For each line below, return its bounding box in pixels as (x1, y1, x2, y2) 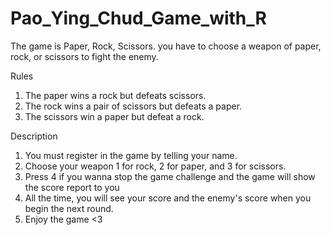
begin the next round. (24, 202, 114, 214)
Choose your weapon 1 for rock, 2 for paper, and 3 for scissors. (24, 160, 287, 172)
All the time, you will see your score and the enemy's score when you (24, 192, 312, 204)
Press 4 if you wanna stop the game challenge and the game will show (24, 170, 316, 182)
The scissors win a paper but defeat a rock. (24, 110, 205, 122)
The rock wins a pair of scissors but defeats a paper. (24, 100, 243, 112)
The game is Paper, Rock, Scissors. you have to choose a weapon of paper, (10, 40, 322, 52)
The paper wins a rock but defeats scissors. (24, 89, 207, 101)
